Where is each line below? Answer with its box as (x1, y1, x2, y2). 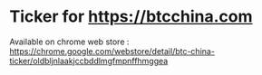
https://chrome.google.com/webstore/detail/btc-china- (9, 45, 216, 56)
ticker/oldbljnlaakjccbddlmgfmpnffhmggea (9, 55, 169, 66)
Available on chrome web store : (9, 36, 130, 47)
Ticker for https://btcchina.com (9, 6, 253, 27)
